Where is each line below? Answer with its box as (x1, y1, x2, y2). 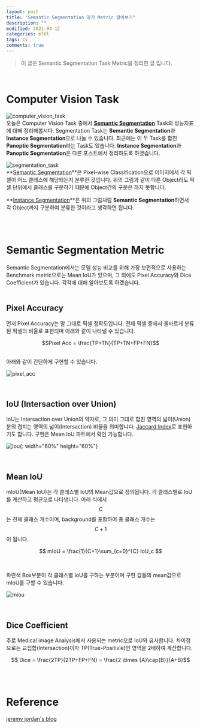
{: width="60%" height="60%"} (20, 442, 98, 450)
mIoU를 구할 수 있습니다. (6, 579, 64, 586)
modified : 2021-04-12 (6, 25, 60, 32)
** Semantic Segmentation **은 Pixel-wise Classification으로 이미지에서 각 (6, 169, 186, 176)
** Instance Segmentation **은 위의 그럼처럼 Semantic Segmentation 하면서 (6, 196, 189, 203)
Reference (6, 696, 59, 709)
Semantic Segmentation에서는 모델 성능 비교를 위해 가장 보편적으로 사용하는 (6, 263, 187, 271)
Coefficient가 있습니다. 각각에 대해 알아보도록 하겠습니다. (6, 278, 141, 286)
